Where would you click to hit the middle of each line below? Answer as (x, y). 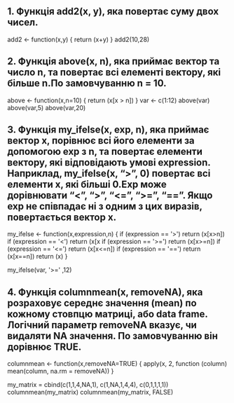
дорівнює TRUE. (44, 347)
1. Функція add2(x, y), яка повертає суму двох (113, 12)
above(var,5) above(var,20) (47, 107)
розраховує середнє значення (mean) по (102, 303)
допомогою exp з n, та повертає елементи (105, 152)
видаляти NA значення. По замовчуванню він (113, 336)
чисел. (23, 23)
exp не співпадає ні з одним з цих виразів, (105, 206)
